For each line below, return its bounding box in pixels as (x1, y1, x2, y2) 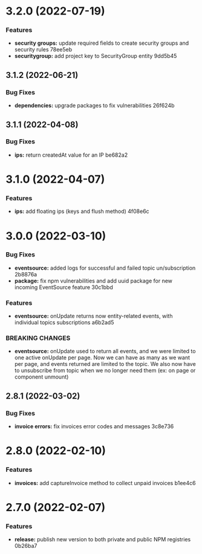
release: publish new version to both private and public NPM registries (14, 536, 191, 543)
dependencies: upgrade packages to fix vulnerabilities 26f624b (14, 102, 175, 109)
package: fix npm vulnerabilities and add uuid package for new (14, 277, 173, 284)
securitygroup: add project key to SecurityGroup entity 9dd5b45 (14, 53, 177, 60)
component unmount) (14, 373, 69, 380)
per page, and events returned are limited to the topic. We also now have (14, 360, 196, 368)
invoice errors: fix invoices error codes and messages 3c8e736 (14, 423, 174, 430)
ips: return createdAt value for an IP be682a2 (14, 151, 128, 158)
